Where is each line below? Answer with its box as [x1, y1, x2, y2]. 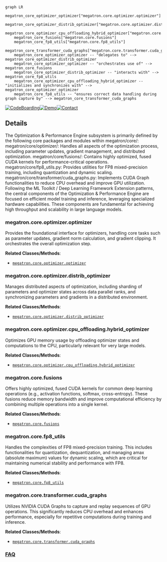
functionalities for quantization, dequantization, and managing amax [5, 450, 145, 456]
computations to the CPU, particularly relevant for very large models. [5, 342, 146, 348]
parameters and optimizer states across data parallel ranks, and [5, 289, 136, 295]
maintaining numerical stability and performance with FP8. [5, 460, 125, 466]
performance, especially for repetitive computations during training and [5, 514, 152, 520]
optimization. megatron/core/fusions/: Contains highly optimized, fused [5, 153, 152, 159]
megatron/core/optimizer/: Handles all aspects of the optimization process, [5, 143, 159, 149]
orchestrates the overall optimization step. [5, 241, 91, 247]
